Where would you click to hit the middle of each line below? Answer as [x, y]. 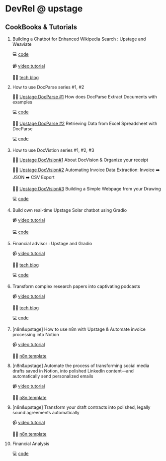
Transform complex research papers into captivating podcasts [76, 286]
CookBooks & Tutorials [41, 27]
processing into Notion [36, 334]
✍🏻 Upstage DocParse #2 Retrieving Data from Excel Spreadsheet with [85, 123]
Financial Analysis [31, 444]
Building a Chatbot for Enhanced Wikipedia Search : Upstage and [79, 39]
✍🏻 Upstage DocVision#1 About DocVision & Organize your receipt [80, 160]
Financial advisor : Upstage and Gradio [52, 243]
